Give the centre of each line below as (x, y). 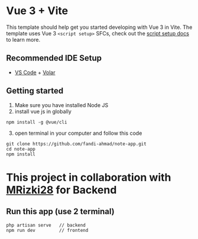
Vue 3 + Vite (37, 11)
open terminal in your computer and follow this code (78, 133)
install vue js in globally (43, 111)
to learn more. (23, 39)
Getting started (35, 91)
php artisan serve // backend (46, 225)
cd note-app (21, 149)
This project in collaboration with (89, 177)
